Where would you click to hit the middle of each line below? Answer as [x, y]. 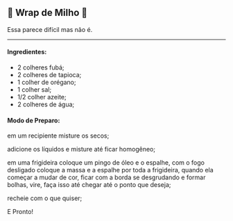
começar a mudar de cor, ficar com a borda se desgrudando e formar [106, 177]
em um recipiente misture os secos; [58, 136]
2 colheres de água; [46, 104]
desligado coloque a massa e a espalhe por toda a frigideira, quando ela [110, 170]
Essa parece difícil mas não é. [50, 29]
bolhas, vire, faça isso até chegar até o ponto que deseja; [89, 185]
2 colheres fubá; [41, 67]
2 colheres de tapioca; [49, 75]
